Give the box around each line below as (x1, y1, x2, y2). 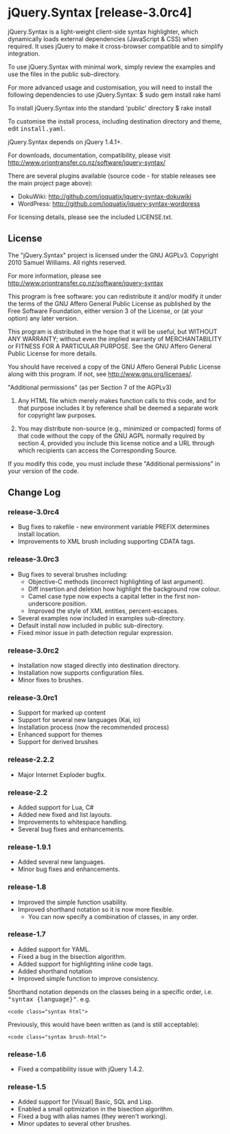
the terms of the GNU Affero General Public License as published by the (8, 299, 211, 308)
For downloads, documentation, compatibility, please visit (8, 151, 171, 159)
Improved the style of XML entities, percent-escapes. (27, 606, 179, 615)
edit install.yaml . (8, 124, 66, 132)
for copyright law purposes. (17, 410, 97, 419)
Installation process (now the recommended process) (17, 723, 170, 732)
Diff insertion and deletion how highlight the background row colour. (27, 585, 221, 593)
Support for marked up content (17, 708, 106, 717)
